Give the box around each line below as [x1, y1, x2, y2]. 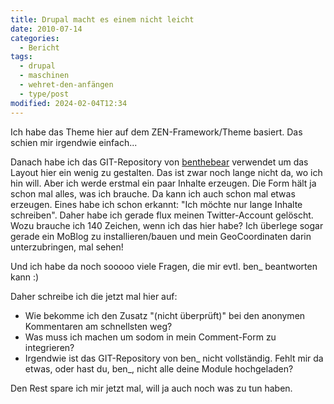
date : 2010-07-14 [10, 24, 83, 34]
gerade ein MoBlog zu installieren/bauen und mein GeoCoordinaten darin [10, 230, 312, 242]
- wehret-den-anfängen [19, 80, 114, 90]
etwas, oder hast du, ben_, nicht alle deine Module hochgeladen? [24, 362, 294, 375]
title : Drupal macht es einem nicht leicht [10, 14, 195, 25]
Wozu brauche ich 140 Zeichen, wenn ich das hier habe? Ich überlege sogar [10, 219, 324, 231]
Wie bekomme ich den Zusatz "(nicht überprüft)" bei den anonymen [24, 309, 306, 321]
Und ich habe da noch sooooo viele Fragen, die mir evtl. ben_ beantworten [10, 260, 318, 272]
